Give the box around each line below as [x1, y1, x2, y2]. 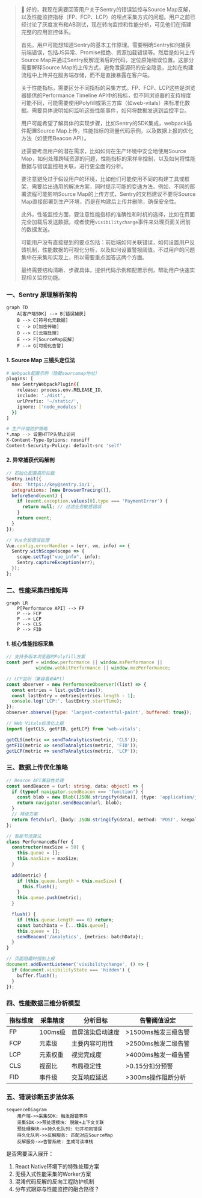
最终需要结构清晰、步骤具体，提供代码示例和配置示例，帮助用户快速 [20, 266, 190, 274]
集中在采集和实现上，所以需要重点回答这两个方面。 [20, 254, 148, 261]
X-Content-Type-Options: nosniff [6, 437, 90, 444]
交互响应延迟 [71, 1073, 108, 1081]
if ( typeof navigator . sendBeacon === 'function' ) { [11, 789, 144, 795]
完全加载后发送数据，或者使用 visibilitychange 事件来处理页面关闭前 [20, 218, 191, 225]
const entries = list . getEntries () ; [11, 687, 103, 693]
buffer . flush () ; [17, 973, 58, 979]
